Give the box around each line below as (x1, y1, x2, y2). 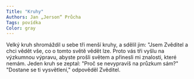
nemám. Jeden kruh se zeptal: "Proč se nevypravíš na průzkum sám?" (6, 60, 179, 67)
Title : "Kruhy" (6, 8, 44, 15)
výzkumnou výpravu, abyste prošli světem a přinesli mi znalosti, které (6, 54, 177, 61)
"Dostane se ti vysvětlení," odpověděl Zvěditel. (6, 66, 121, 74)
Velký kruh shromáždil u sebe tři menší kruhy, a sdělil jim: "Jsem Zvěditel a (6, 41, 189, 48)
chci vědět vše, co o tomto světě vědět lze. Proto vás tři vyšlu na (6, 48, 165, 55)
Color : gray (6, 25, 36, 31)
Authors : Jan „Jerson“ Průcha (6, 14, 82, 20)
